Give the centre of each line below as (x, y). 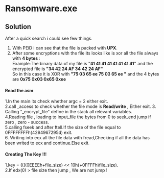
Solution (18, 27)
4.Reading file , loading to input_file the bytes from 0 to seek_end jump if (78, 117)
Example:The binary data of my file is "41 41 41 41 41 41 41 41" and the (82, 64)
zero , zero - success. (27, 122)
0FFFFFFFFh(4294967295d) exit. (39, 132)
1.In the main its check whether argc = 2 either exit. (57, 102)
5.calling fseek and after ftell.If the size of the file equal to (63, 127)
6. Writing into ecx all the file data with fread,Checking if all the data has (78, 138)
